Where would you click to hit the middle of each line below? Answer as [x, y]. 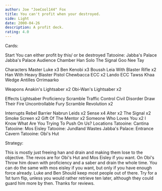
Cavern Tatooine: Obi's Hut [32, 134]
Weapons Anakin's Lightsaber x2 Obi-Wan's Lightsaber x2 [63, 89]
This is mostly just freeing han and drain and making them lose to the [74, 152]
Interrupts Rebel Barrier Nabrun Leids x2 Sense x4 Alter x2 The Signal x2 [78, 113]
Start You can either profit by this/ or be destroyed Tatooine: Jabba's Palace [81, 55]
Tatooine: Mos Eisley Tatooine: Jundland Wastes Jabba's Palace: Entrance [79, 128]
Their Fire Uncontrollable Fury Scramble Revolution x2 [59, 104]
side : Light [17, 18]
